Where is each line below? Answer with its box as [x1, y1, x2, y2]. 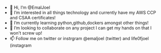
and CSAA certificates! [9, 15, 56, 20]
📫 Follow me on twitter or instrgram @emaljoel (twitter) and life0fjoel [9, 36, 149, 41]
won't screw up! [9, 30, 42, 36]
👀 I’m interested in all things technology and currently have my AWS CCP [9, 10, 156, 15]
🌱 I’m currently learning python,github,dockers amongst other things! [9, 20, 149, 26]
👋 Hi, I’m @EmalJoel [9, 5, 50, 10]
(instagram [9, 42, 32, 48]
